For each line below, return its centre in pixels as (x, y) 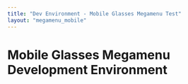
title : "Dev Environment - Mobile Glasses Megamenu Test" (94, 14)
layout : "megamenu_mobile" (47, 20)
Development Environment (87, 70)
